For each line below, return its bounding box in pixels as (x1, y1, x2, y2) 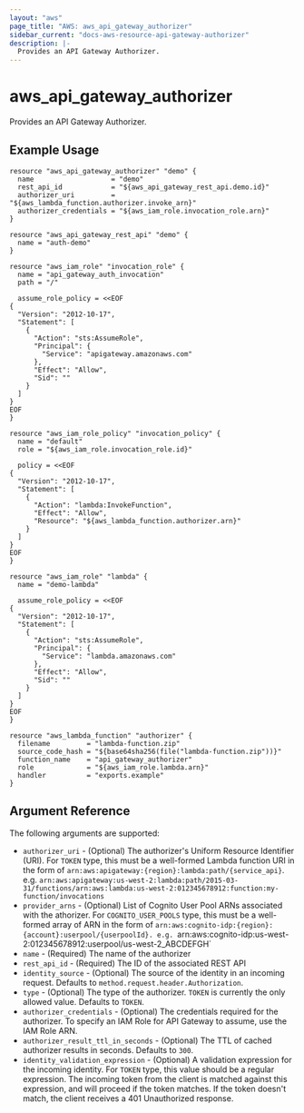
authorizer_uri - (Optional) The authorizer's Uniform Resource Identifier (22, 845, 295, 856)
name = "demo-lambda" (17, 580, 100, 589)
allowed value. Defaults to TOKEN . (22, 996, 145, 1007)
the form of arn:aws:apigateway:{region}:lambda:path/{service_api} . (22, 864, 285, 875)
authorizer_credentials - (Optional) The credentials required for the (22, 1006, 279, 1017)
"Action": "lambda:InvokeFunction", (33, 501, 172, 510)
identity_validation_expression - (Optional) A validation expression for (22, 1054, 292, 1065)
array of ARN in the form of (52, 919, 154, 929)
